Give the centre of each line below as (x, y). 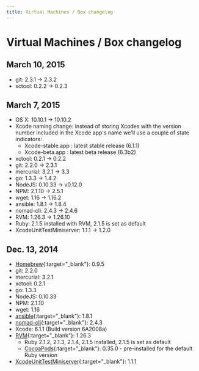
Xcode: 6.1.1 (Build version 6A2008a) (61, 329)
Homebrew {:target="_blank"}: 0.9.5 (60, 264)
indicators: (28, 139)
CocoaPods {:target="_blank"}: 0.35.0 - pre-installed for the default (108, 348)
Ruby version (41, 355)
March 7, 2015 (33, 105)
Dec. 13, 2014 (32, 249)
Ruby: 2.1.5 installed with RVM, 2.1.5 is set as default (81, 224)
